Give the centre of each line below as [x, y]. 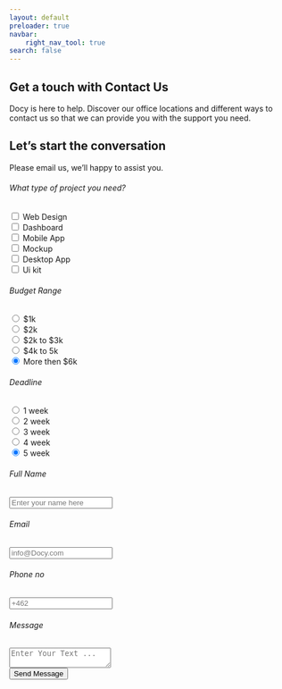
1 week [36, 411]
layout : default [39, 17]
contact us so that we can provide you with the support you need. [130, 118]
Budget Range [36, 290]
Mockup [37, 248]
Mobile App [43, 238]
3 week [37, 432]
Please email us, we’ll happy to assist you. [86, 167]
